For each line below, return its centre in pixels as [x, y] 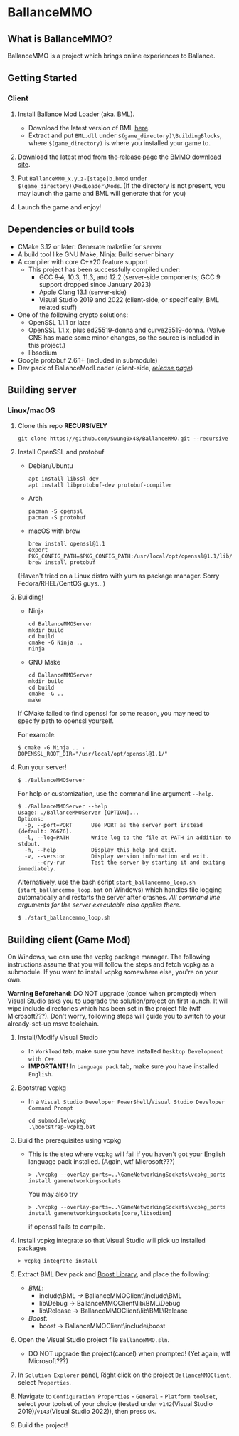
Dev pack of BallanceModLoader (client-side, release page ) [105, 368]
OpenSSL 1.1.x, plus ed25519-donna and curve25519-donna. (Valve [127, 330]
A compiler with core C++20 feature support [83, 261]
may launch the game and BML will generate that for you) [102, 193]
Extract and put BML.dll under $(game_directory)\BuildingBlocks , [125, 135]
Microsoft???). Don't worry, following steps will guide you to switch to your [117, 1016]
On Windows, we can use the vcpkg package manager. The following [109, 957]
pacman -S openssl [55, 511]
